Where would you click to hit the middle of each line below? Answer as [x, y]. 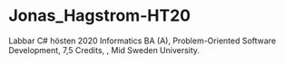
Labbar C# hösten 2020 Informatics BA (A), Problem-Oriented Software [142, 41]
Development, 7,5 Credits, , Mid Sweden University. [104, 50]
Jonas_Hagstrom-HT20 [100, 16]
